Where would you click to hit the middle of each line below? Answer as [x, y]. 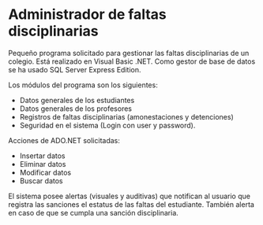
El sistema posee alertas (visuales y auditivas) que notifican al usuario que [130, 196]
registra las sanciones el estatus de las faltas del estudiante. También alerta [131, 204]
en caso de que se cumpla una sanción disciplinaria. [94, 212]
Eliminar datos [43, 164]
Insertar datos [42, 156]
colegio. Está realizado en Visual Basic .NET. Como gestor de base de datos [132, 61]
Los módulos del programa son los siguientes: [83, 85]
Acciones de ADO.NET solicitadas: [64, 140]
